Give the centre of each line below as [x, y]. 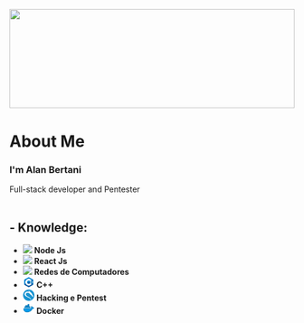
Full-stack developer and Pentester [75, 189]
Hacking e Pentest [71, 298]
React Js [51, 261]
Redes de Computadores [81, 272]
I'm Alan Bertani [45, 170]
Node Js [50, 251]
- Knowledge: [48, 228]
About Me [47, 142]
